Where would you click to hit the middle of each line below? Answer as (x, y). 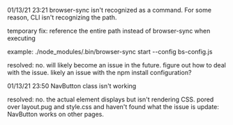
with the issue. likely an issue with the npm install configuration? (99, 73)
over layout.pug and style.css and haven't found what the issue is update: (113, 107)
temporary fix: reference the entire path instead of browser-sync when (109, 31)
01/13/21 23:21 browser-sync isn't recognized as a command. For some (109, 10)
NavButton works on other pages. (56, 114)
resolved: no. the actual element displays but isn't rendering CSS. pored (111, 99)
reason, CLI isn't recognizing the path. (62, 17)
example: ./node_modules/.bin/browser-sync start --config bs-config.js (110, 52)
